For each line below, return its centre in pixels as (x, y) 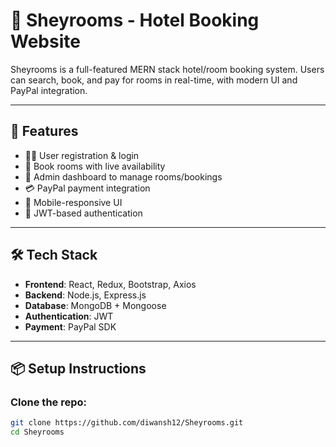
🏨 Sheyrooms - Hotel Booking (135, 20)
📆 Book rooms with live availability (95, 166)
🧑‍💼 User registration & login (82, 155)
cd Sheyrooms (37, 432)
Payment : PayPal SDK (70, 326)
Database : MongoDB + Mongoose (95, 305)
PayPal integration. (49, 90)
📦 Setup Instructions (78, 368)
